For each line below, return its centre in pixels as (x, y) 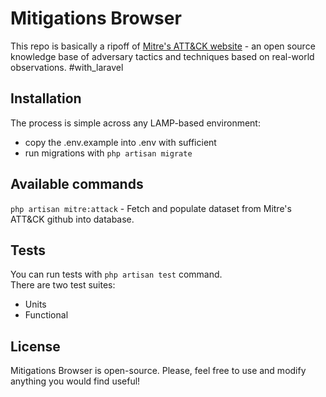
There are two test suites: (63, 285)
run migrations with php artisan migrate (108, 153)
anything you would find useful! (75, 381)
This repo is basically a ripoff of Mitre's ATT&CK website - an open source (163, 46)
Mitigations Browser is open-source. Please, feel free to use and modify (158, 371)
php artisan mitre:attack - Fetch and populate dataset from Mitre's (151, 208)
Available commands (77, 184)
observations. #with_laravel (67, 67)
